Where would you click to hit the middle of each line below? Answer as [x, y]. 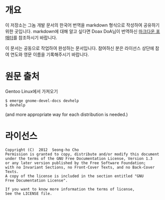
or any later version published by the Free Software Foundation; [76, 163]
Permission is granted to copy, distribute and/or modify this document [82, 154]
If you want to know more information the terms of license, [70, 189]
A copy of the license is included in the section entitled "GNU [74, 176]
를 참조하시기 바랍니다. [35, 37]
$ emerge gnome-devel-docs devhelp [42, 100]
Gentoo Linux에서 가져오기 [32, 91]
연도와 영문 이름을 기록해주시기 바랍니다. [50, 54]
